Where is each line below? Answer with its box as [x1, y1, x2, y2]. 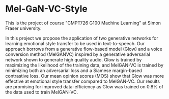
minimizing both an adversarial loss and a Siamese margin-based [5, 67, 143, 74]
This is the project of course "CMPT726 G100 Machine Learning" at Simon [5, 20, 161, 26]
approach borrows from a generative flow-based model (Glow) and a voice [5, 46, 163, 52]
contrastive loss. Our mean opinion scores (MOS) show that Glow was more [5, 73, 164, 79]
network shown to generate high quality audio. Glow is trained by [5, 56, 142, 62]
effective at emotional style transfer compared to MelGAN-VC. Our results [5, 78, 160, 84]
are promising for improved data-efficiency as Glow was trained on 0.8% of [5, 83, 164, 89]
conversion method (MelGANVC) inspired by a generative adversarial [5, 51, 150, 57]
